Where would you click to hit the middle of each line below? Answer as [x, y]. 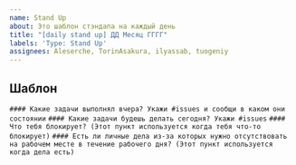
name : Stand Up [38, 18]
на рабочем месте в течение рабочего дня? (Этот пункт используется [141, 144]
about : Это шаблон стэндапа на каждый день [93, 26]
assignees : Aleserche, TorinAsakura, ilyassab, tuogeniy [119, 52]
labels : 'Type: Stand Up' [58, 43]
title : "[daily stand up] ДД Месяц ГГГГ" [89, 34]
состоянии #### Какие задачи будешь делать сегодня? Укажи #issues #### [148, 119]
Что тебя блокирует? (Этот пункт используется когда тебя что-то [135, 126]
